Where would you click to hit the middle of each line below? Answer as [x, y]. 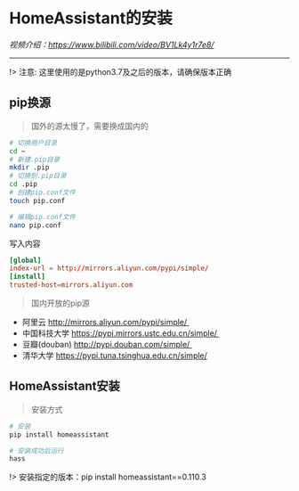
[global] [25, 260]
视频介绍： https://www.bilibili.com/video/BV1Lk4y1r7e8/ [112, 45]
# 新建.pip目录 [35, 160]
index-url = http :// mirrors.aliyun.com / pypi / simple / [109, 268]
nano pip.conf [36, 225]
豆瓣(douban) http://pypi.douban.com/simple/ [106, 344]
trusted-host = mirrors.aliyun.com [71, 285]
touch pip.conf [37, 200]
